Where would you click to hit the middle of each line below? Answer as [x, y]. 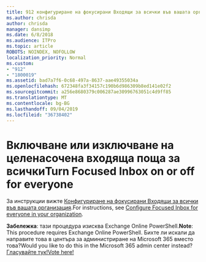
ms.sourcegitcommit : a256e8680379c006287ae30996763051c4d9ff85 [89, 92]
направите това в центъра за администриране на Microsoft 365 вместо [100, 239]
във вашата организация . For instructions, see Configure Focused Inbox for [102, 208]
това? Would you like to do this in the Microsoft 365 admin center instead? [100, 245]
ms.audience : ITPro [31, 40]
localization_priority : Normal [46, 58]
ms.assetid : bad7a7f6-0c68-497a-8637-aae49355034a [72, 80]
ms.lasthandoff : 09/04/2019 [42, 109]
